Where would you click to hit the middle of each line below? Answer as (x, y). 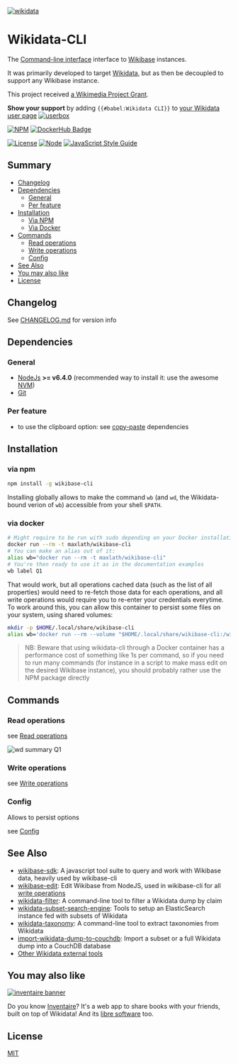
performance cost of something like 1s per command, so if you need (124, 655)
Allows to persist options (43, 817)
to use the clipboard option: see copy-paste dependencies (103, 426)
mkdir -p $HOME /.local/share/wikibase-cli (71, 628)
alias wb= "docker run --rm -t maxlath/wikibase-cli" (87, 558)
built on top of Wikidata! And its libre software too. (81, 1014)
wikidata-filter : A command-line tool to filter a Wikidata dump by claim (120, 900)
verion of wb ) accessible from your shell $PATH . (95, 505)
